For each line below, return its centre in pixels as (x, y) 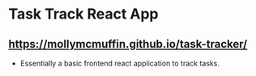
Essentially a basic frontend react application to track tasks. (120, 63)
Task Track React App (83, 14)
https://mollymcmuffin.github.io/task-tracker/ (128, 44)
